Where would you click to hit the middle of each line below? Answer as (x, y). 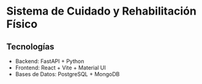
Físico (22, 24)
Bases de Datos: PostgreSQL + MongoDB (67, 74)
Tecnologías (30, 47)
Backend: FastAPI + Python (50, 61)
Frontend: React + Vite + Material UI (60, 68)
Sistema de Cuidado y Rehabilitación (102, 11)
